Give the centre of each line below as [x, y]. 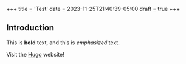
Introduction [30, 28]
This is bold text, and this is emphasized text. [63, 43]
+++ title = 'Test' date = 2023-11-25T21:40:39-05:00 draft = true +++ [93, 9]
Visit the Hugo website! [36, 54]
